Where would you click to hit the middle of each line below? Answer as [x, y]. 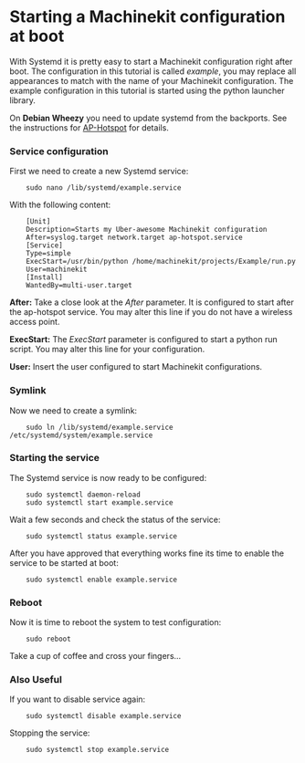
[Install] [45, 277]
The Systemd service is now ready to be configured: [108, 477]
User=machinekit [57, 270]
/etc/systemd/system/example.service [81, 435]
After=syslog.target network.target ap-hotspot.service [135, 238]
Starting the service [55, 458]
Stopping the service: [50, 733]
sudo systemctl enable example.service [102, 580]
